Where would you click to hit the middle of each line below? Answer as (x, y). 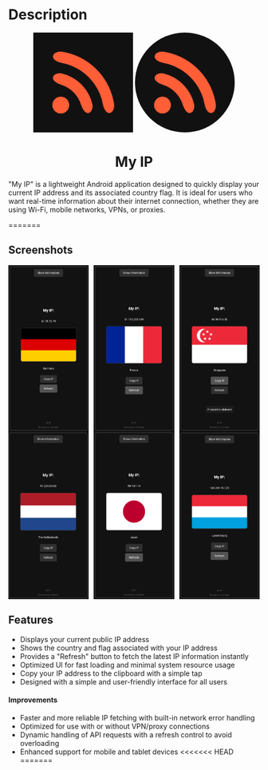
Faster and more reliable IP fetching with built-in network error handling (137, 717)
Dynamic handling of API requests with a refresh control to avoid (126, 734)
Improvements (33, 700)
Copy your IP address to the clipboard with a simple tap (111, 673)
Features (31, 620)
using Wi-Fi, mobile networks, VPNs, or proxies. (87, 209)
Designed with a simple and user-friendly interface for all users (123, 681)
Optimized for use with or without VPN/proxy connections (114, 726)
